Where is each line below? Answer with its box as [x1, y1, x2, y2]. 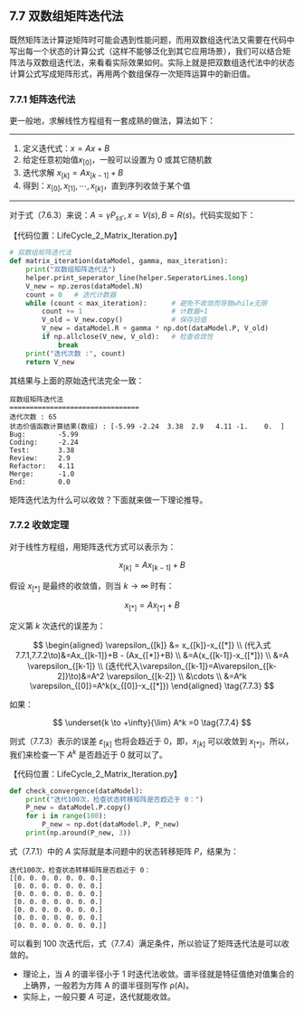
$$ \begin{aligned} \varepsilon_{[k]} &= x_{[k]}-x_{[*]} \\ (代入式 [33, 640, 271, 651]
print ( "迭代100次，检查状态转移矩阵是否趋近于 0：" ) [25, 795, 204, 804]
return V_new [25, 357, 75, 366]
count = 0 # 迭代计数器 [25, 290, 117, 299]
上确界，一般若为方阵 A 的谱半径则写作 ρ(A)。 [22, 979, 195, 990]
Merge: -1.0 [9, 469, 75, 478]
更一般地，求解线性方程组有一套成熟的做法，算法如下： [9, 116, 215, 127]
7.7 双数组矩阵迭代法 [9, 8, 124, 24]
